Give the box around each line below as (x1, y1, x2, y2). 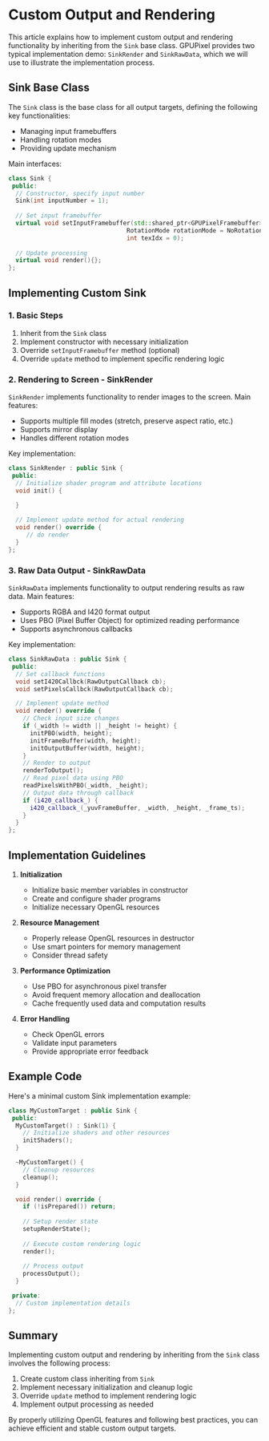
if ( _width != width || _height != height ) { (22, 722, 178, 731)
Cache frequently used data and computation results (31, 998, 207, 1008)
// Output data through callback (22, 788, 134, 797)
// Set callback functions (15, 670, 106, 678)
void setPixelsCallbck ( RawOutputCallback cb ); (15, 685, 174, 693)
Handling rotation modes (19, 135, 102, 144)
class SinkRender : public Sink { (8, 464, 124, 472)
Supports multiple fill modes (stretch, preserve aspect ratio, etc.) (19, 416, 234, 426)
